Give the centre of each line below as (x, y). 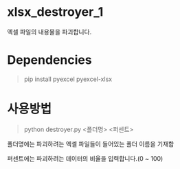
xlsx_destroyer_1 (55, 12)
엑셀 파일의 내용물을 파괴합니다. (49, 32)
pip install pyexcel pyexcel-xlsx (68, 79)
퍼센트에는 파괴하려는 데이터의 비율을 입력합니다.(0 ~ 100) (85, 158)
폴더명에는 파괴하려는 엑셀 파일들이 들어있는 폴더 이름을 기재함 (91, 144)
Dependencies (49, 60)
